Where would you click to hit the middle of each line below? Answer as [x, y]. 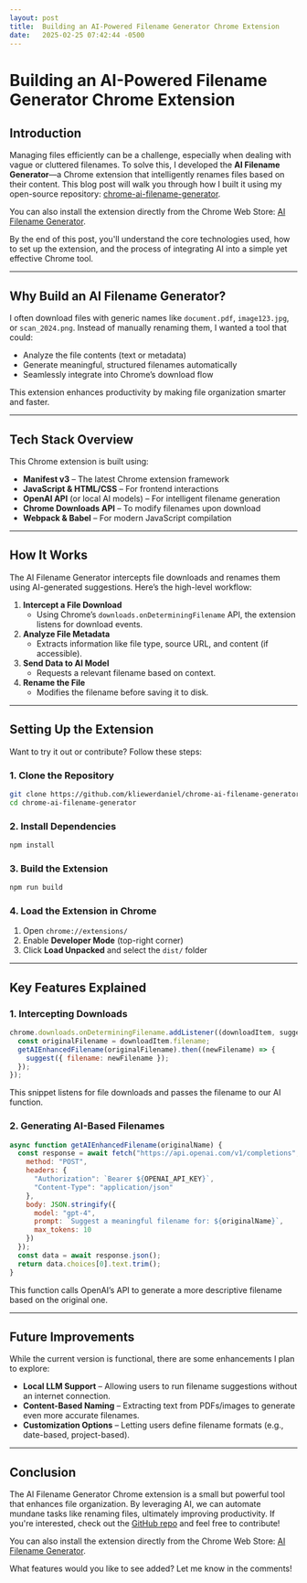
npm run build [37, 888]
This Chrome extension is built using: [79, 461]
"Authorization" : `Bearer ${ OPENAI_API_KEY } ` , [124, 1179]
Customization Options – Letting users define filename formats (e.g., [153, 1425]
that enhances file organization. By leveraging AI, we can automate [135, 1504]
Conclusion [43, 1472]
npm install [32, 845]
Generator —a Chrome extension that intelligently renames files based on [147, 175]
